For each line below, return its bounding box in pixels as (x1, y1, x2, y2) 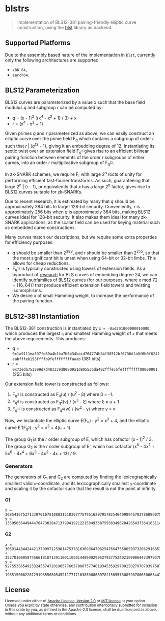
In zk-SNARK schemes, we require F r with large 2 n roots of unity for (5, 170, 142, 178)
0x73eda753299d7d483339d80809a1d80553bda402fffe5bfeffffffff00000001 (12, 367, 158, 372)
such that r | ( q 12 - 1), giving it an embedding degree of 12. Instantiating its (5, 142, 155, 149)
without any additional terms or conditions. (5, 612, 77, 617)
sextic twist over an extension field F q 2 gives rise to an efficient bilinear (5, 148, 149, 155)
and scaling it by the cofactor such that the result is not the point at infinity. (5, 486, 157, 491)
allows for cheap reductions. (12, 260, 70, 266)
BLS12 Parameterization (5, 86, 80, 95)
